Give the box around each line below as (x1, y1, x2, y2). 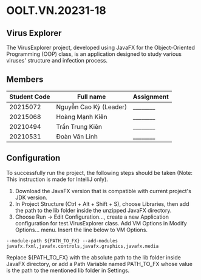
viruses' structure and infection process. (6, 57, 108, 64)
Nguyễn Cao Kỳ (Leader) (56, 103, 128, 111)
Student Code (9, 92, 50, 101)
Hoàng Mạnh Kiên (56, 112, 107, 121)
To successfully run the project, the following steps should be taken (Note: (6, 169, 193, 176)
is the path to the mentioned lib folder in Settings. (6, 267, 130, 274)
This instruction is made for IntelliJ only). (6, 176, 108, 183)
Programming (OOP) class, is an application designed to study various (6, 50, 182, 58)
